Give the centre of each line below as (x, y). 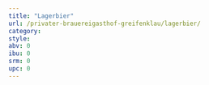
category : (25, 31)
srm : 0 (19, 62)
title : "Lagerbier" (41, 16)
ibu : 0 (19, 53)
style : (19, 38)
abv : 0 (19, 46)
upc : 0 (19, 69)
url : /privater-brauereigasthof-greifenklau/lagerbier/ (104, 23)
